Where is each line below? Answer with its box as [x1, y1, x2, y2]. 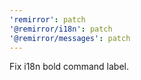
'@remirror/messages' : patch [9, 33, 131, 43]
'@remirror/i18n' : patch [9, 24, 113, 34]
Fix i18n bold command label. [9, 61, 130, 73]
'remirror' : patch [9, 14, 86, 25]
